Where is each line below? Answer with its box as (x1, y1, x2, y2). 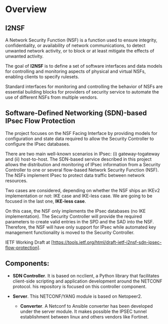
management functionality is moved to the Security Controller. (5, 229, 135, 236)
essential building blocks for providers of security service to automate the (5, 89, 159, 95)
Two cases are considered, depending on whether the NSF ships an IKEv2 (5, 187, 160, 193)
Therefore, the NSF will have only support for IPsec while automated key (5, 224, 156, 230)
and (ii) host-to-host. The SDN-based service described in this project (5, 156, 152, 162)
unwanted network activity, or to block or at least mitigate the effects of (5, 48, 154, 54)
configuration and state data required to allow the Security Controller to (5, 135, 154, 142)
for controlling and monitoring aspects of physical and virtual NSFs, (5, 68, 146, 74)
